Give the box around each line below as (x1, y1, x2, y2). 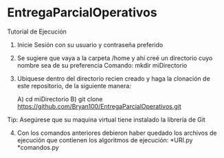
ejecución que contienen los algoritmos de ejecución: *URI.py (16, 135, 193, 144)
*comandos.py (16, 143, 60, 151)
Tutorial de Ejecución (7, 27, 67, 36)
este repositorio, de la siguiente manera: (16, 81, 132, 90)
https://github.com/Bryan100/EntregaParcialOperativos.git (16, 102, 182, 110)
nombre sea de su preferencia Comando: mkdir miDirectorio (16, 61, 188, 69)
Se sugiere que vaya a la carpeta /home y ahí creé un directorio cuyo (16, 53, 213, 62)
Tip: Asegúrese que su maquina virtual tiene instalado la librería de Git (7, 115, 206, 124)
